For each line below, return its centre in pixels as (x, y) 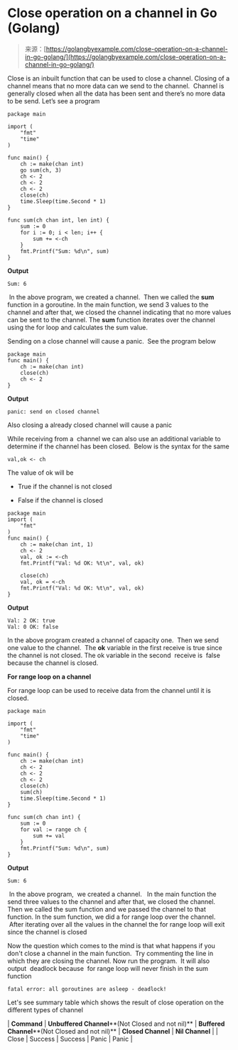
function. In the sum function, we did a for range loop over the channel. (112, 917)
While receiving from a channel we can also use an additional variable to (114, 438)
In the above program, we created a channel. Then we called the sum (112, 297)
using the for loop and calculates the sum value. (77, 327)
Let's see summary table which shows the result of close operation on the (115, 1002)
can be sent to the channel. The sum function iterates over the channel (111, 319)
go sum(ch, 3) (41, 170)
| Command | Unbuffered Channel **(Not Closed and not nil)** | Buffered (116, 1024)
